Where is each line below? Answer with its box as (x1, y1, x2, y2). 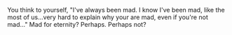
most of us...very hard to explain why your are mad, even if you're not (7, 13, 208, 21)
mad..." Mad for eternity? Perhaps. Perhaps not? (7, 21, 146, 28)
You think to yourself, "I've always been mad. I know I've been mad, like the (7, 6, 226, 14)
